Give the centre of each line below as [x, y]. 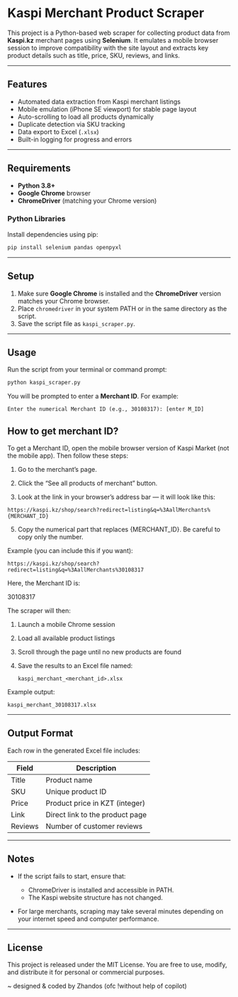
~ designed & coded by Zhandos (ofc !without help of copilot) [97, 986]
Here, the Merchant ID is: [44, 583]
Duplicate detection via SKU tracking [71, 124]
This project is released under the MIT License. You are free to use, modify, [117, 965]
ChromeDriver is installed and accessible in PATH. [101, 890]
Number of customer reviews [94, 826]
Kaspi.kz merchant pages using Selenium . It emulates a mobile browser [113, 40]
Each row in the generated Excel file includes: [74, 750]
